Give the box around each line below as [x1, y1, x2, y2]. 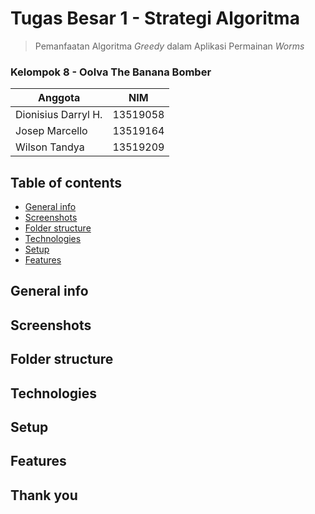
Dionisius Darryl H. [15, 108, 103, 122]
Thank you [10, 487, 78, 504]
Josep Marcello [15, 124, 88, 138]
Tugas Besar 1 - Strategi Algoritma [10, 7, 300, 30]
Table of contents [10, 174, 122, 191]
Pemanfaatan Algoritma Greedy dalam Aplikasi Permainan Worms [34, 40, 305, 52]
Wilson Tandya [15, 140, 85, 154]
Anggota [38, 91, 81, 105]
